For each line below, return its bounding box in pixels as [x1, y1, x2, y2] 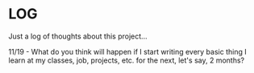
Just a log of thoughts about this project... [8, 31, 148, 41]
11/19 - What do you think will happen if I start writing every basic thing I [8, 47, 248, 56]
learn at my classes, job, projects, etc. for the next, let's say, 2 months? [8, 55, 244, 65]
